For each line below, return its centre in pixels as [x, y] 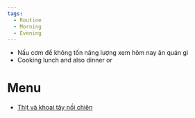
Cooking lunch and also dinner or [65, 60]
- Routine [27, 20]
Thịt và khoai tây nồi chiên [55, 108]
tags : [15, 14]
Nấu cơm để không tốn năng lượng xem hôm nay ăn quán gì [103, 53]
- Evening [27, 33]
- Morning [27, 26]
